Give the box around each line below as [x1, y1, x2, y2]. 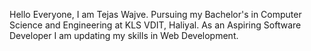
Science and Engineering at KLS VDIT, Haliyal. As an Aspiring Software [9, 19, 302, 31]
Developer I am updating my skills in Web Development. [9, 30, 239, 41]
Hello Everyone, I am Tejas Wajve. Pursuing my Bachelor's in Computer [9, 9, 302, 20]
